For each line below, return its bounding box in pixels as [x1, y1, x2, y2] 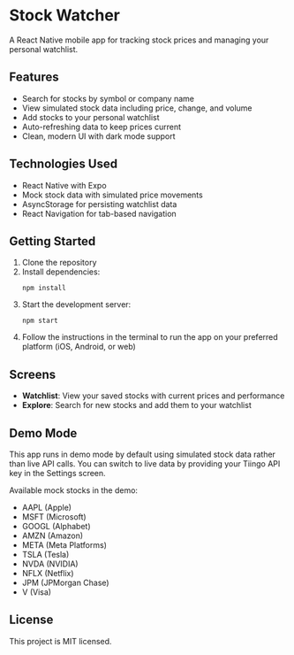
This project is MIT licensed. [9, 636, 112, 646]
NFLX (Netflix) [21, 568, 74, 578]
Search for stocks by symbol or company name [21, 93, 194, 104]
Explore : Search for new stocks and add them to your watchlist [21, 400, 252, 411]
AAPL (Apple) [21, 502, 72, 512]
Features [9, 70, 59, 85]
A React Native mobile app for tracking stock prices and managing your [9, 35, 269, 45]
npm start [21, 316, 59, 326]
